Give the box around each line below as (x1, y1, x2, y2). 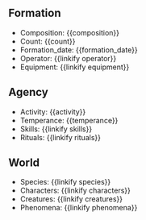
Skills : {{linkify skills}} (19, 124, 93, 134)
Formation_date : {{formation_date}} (19, 44, 139, 55)
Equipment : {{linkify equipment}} (19, 62, 130, 72)
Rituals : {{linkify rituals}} (19, 132, 101, 142)
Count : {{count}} (19, 36, 76, 46)
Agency (8, 85, 48, 99)
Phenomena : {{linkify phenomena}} (19, 203, 138, 213)
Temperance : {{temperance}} (19, 115, 119, 125)
